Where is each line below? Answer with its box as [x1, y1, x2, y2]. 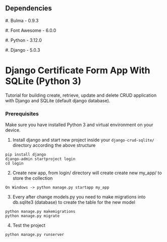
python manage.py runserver [5, 232, 65, 237]
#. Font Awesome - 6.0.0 [5, 27, 57, 33]
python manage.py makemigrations [5, 209, 76, 214]
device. [5, 127, 21, 133]
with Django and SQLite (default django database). [5, 97, 110, 103]
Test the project [12, 222, 45, 228]
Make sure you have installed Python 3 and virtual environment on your [5, 122, 153, 128]
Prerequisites [5, 110, 39, 117]
